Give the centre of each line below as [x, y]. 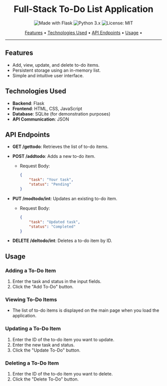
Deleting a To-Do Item [32, 363]
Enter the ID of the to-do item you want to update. [63, 339]
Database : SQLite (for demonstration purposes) [61, 114]
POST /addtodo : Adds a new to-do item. [54, 156]
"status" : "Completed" [52, 227]
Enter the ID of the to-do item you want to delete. [62, 374]
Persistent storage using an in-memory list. [56, 70]
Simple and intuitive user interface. [48, 75]
